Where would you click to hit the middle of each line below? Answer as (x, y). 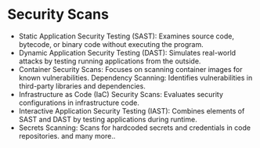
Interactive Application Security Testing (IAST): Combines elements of (132, 110)
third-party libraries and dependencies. (82, 86)
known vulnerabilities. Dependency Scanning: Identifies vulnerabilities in (135, 78)
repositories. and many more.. (67, 135)
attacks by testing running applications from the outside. (110, 61)
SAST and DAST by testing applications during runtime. (108, 119)
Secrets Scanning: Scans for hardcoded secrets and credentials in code (135, 128)
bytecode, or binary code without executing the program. (111, 44)
